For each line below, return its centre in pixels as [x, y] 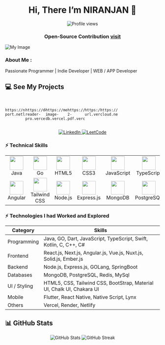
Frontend [18, 256]
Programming [23, 241]
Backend [18, 267]
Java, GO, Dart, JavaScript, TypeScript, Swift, [96, 239]
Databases [20, 275]
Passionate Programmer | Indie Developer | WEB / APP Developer [71, 70]
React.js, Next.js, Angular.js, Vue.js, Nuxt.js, [93, 252]
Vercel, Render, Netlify [69, 305]
